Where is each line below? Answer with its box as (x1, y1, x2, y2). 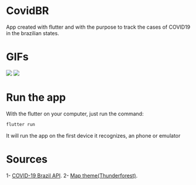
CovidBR (6, 4, 49, 18)
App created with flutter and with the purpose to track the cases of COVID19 (6, 23, 191, 30)
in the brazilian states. (6, 29, 60, 36)
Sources (6, 152, 48, 166)
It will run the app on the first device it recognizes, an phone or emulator (6, 132, 181, 139)
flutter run (6, 121, 35, 127)
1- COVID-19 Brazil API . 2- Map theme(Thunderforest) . (6, 172, 138, 179)
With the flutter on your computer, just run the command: (6, 110, 144, 117)
